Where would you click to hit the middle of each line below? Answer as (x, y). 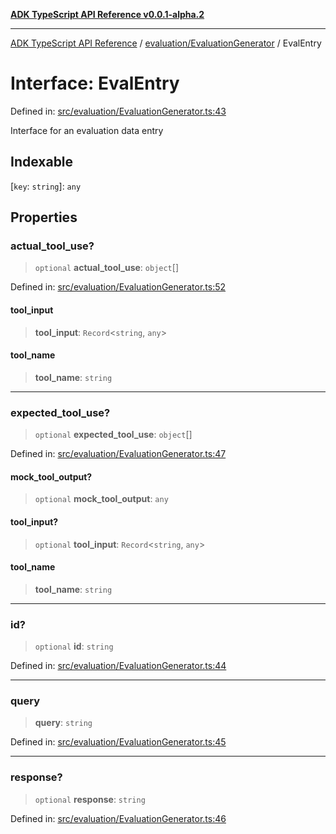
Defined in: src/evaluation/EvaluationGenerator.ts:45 (118, 742)
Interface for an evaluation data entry (87, 130)
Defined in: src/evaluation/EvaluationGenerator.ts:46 (118, 818)
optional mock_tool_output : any (101, 499)
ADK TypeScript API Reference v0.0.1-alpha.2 (107, 14)
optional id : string (74, 646)
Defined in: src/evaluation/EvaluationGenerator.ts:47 (118, 454)
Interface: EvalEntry (95, 83)
